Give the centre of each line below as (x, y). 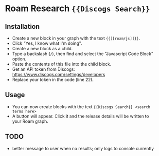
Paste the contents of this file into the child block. (62, 64)
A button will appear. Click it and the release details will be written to (80, 116)
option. (19, 59)
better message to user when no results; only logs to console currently (83, 148)
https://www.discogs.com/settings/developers (59, 74)
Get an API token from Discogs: (44, 69)
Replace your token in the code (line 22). (53, 79)
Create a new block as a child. (42, 49)
